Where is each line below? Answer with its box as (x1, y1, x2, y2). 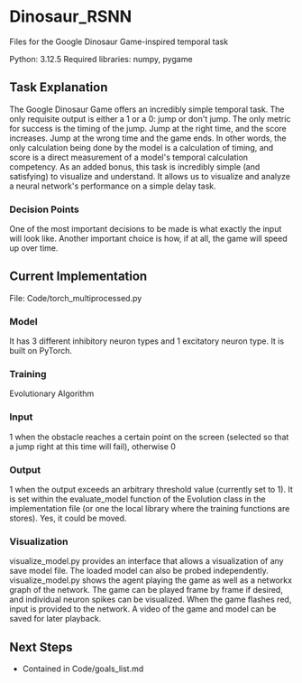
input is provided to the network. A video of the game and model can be (9, 604, 277, 614)
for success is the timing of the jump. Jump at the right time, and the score (9, 123, 287, 134)
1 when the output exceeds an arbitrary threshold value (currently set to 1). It (9, 485, 293, 495)
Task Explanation (9, 79, 108, 96)
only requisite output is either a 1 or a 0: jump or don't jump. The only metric (9, 113, 291, 124)
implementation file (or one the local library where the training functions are (9, 503, 290, 514)
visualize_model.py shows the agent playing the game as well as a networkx (9, 575, 293, 586)
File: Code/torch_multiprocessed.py (9, 292, 142, 303)
